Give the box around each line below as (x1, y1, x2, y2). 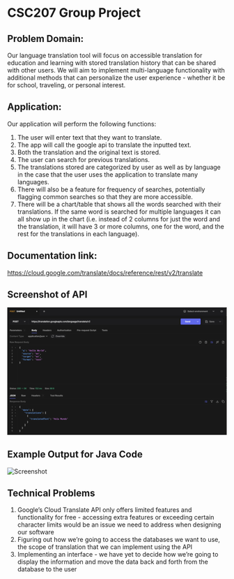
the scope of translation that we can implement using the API (17, 543, 193, 551)
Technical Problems (7, 488, 95, 499)
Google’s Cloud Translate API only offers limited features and (17, 506, 192, 514)
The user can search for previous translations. (17, 155, 150, 163)
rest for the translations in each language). (17, 229, 139, 238)
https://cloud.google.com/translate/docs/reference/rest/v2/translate (7, 268, 203, 277)
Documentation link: (7, 250, 97, 262)
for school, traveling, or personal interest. (7, 81, 126, 89)
